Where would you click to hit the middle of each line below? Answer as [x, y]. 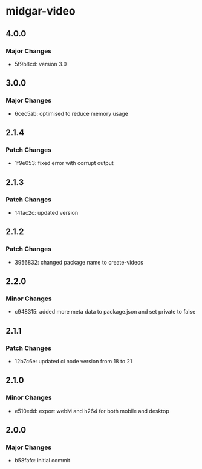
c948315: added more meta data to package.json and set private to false [105, 312]
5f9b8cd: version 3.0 [41, 64]
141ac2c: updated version [46, 212]
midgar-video [41, 11]
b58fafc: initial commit [42, 461]
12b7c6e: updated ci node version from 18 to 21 [73, 361]
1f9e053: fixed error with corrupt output [64, 163]
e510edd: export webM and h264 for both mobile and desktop [92, 411]
